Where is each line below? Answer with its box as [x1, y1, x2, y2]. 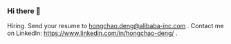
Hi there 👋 [7, 6, 41, 16]
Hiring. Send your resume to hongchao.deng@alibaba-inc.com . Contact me [7, 22, 224, 30]
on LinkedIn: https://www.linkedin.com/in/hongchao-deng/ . [7, 29, 178, 37]
